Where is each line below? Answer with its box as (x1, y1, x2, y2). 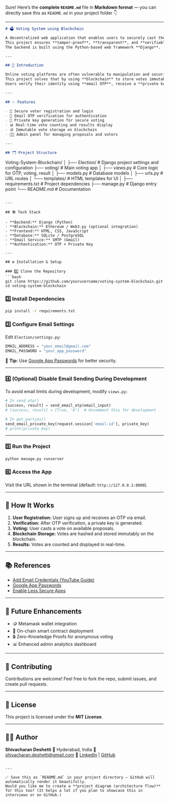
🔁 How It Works (5, 501, 54, 510)
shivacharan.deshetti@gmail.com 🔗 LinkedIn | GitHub (5, 752, 116, 758)
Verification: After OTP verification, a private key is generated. (12, 520, 143, 526)
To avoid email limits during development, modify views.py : (5, 389, 128, 395)
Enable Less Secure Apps (12, 588, 66, 594)
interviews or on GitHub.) (5, 792, 62, 797)
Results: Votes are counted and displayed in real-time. (12, 541, 126, 547)
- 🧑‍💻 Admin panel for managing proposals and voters (5, 132, 118, 137)
